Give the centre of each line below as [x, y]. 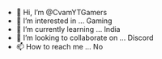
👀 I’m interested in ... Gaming [64, 21]
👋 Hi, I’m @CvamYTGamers [62, 12]
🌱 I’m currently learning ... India [68, 29]
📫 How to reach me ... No [60, 47]
